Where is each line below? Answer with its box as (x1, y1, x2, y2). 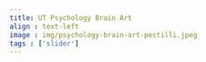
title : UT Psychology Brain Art (9, 13, 132, 23)
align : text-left (9, 22, 79, 31)
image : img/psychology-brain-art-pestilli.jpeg (9, 30, 198, 39)
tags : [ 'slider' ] (9, 38, 79, 48)
